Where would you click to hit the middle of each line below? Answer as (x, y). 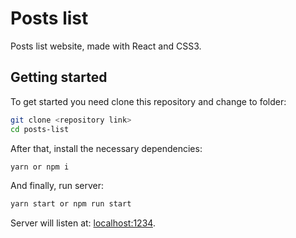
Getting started (59, 77)
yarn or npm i (40, 167)
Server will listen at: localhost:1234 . (83, 223)
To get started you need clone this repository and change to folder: (148, 101)
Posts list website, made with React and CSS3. (106, 46)
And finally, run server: (57, 186)
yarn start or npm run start (71, 204)
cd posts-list (40, 129)
